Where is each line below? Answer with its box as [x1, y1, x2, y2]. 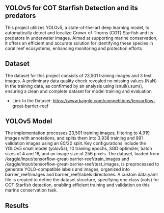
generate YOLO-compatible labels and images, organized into [5, 166, 130, 172]
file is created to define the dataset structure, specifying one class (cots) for [5, 177, 160, 183]
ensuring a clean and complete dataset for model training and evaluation [5, 88, 152, 94]
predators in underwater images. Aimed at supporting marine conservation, [5, 35, 158, 41]
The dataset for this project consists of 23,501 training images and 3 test [5, 72, 152, 78]
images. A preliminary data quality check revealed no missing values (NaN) [5, 78, 157, 84]
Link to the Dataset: [12, 97, 52, 103]
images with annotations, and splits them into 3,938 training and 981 [5, 135, 143, 141]
